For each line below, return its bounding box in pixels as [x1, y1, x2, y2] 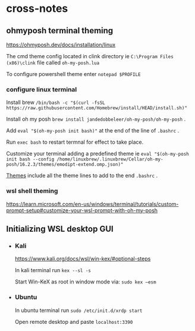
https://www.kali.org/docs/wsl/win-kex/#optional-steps [14, 255, 151, 263]
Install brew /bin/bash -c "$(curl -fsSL [6, 99, 105, 106]
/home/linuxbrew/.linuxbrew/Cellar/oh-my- [56, 156, 163, 162]
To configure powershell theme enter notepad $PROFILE [6, 71, 141, 77]
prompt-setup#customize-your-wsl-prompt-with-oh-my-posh [6, 207, 158, 214]
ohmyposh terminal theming [6, 26, 114, 36]
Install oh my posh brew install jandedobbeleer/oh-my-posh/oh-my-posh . [6, 115, 186, 123]
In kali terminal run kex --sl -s [14, 267, 91, 274]
